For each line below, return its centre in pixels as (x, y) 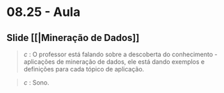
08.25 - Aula (43, 12)
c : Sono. (36, 83)
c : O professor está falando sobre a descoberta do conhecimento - (120, 54)
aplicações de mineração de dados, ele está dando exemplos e (114, 62)
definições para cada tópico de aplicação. (84, 69)
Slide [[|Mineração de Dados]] (73, 38)
